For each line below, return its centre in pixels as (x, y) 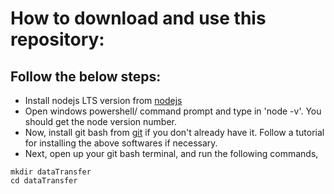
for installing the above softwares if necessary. (121, 143)
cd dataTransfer (44, 181)
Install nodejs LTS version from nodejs (103, 100)
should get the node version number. (100, 121)
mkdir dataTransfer (51, 172)
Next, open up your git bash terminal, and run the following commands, (171, 153)
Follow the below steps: (86, 76)
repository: (57, 39)
